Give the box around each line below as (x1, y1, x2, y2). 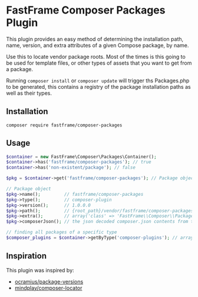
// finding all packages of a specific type (6, 229, 117, 235)
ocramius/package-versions (14, 278, 84, 285)
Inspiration (6, 251, 47, 261)
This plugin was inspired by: (6, 266, 75, 273)
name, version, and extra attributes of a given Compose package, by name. (6, 42, 189, 49)
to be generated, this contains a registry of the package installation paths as (6, 83, 191, 90)
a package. (6, 65, 34, 72)
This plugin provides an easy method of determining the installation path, (6, 35, 184, 42)
